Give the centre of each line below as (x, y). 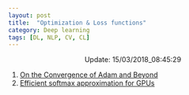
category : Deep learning (49, 30)
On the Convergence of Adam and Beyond (89, 75)
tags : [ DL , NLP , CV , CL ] (49, 37)
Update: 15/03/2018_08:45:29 (133, 60)
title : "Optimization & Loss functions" (77, 23)
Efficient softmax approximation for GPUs (87, 83)
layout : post (30, 15)
